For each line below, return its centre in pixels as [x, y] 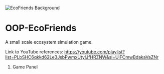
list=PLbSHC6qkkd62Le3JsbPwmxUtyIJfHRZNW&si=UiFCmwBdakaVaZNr [82, 57]
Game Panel [25, 67]
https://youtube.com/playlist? [95, 52]
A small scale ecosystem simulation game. [49, 42]
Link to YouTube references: [34, 52]
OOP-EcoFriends [41, 28]
